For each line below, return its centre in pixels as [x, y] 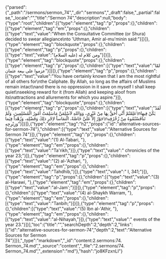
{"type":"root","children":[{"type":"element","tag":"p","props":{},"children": [81, 23]
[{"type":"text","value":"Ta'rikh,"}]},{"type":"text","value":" [65, 150]
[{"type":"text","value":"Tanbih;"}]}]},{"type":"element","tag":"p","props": [80, 203]
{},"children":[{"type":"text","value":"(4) [45, 193]
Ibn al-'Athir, [99, 209]
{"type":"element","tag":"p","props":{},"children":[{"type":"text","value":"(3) [82, 177]
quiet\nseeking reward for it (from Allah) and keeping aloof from [71, 92]
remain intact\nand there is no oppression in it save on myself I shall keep [80, 87]
